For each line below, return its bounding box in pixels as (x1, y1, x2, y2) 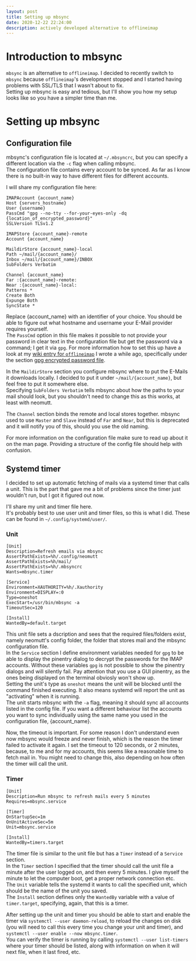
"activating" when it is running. (6, 693, 81, 700)
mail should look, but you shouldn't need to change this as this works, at (6, 393, 180, 400)
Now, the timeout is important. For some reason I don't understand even (6, 729, 180, 736)
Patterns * (6, 288, 33, 294)
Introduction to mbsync (6, 50, 123, 63)
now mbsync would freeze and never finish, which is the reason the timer (6, 735, 183, 742)
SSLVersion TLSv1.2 (6, 221, 54, 227)
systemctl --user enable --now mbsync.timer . (6, 929, 118, 936)
